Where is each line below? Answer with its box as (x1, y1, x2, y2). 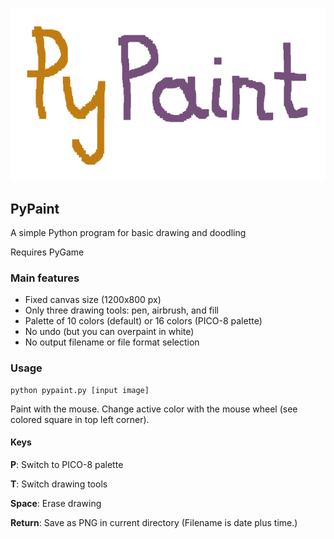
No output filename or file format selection (24, 336, 200, 348)
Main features (10, 271, 80, 285)
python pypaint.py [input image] (10, 385, 150, 395)
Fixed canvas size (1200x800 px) (24, 294, 162, 306)
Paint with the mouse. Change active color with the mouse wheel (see (10, 403, 298, 415)
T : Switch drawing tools (10, 478, 108, 490)
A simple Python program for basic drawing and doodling (10, 227, 247, 239)
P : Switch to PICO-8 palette (10, 458, 124, 470)
